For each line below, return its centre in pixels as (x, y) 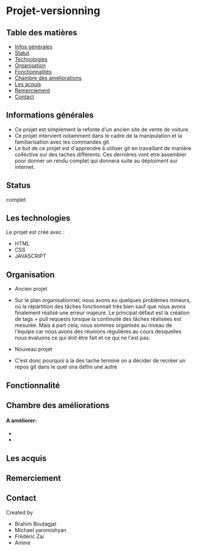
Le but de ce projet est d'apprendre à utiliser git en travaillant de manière (103, 148)
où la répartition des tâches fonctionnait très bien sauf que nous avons (100, 307)
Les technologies (38, 218)
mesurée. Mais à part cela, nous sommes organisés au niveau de (93, 326)
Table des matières (42, 33)
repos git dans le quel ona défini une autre (66, 367)
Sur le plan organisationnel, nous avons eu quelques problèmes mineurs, (103, 300)
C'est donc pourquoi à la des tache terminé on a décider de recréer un (100, 361)
